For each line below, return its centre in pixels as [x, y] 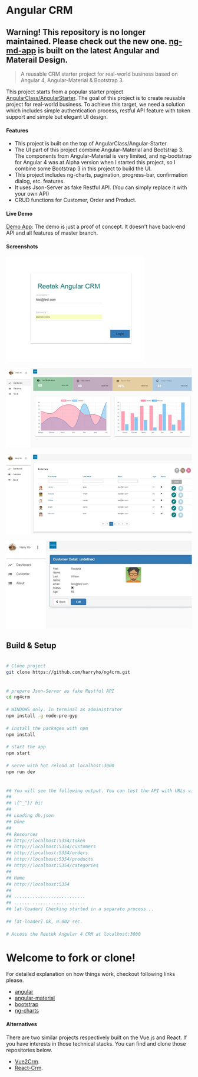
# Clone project [26, 666]
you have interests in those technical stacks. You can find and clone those [96, 1043]
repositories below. [29, 1050]
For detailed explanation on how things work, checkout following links [91, 974]
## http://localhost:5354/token [46, 841]
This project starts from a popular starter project [65, 92]
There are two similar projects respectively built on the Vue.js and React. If [97, 1037]
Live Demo [19, 213]
